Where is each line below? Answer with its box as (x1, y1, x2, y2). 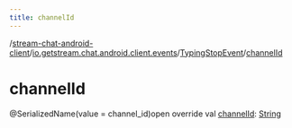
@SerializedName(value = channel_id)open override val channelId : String (9, 108, 282, 119)
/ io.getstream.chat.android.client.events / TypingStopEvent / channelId (29, 47, 283, 58)
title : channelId (9, 13, 75, 22)
